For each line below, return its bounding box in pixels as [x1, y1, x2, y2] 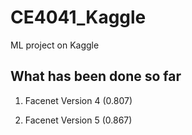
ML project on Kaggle [10, 39, 100, 51]
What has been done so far [10, 68, 182, 85]
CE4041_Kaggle [10, 6, 147, 29]
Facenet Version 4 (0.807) [24, 94, 133, 106]
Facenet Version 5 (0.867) [24, 114, 133, 126]
